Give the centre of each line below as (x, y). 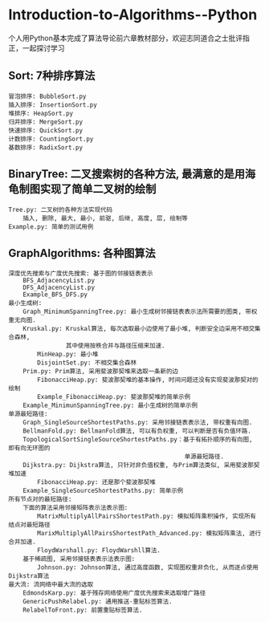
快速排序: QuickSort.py (45, 130)
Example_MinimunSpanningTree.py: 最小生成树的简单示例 (110, 406)
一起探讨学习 (43, 48)
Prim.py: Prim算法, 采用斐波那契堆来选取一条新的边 (101, 372)
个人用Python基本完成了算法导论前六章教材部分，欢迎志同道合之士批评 (126, 38)
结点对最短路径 (29, 525)
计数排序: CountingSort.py (51, 139)
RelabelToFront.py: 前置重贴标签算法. (83, 610)
